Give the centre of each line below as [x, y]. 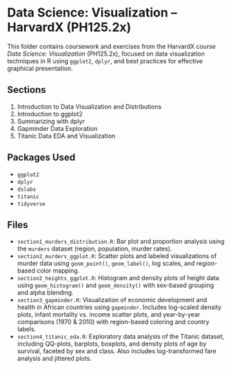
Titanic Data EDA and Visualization [66, 136]
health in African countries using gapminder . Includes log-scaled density [119, 307]
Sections [27, 90]
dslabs [27, 189]
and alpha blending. [45, 293]
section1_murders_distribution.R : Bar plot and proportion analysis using [121, 242]
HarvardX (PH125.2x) [69, 27]
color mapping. [58, 271]
